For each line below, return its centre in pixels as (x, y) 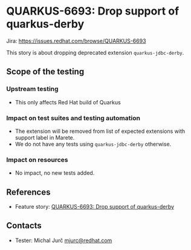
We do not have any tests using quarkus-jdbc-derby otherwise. (93, 144)
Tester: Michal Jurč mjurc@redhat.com (63, 240)
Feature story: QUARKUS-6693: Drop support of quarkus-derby (94, 207)
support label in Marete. (45, 137)
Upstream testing (32, 89)
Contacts (24, 226)
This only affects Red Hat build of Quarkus (68, 102)
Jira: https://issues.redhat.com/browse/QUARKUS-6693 (76, 41)
